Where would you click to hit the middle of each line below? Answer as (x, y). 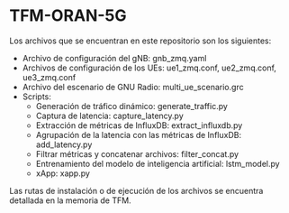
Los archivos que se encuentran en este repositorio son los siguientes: (140, 41)
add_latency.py (64, 144)
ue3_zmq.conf (49, 77)
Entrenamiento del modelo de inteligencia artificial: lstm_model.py (158, 163)
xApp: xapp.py (63, 173)
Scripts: (37, 97)
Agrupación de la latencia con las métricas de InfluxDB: (138, 134)
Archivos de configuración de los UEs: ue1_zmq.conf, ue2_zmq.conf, (149, 68)
